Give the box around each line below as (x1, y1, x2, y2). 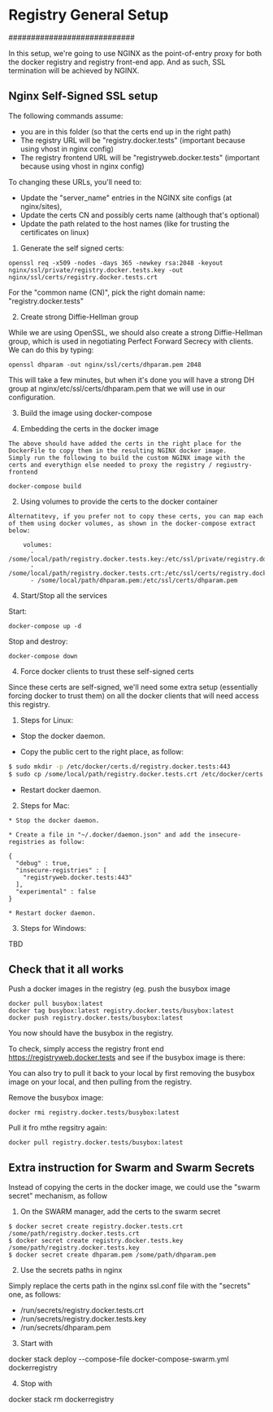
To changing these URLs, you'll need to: (8, 177, 142, 186)
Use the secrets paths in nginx (19, 1266, 123, 1275)
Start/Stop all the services (19, 590, 108, 600)
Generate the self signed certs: (19, 243, 124, 253)
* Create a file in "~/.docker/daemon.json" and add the (8, 830, 206, 839)
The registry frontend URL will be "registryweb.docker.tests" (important (19, 152, 260, 162)
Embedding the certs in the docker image (19, 423, 159, 433)
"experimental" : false (15, 887, 96, 896)
